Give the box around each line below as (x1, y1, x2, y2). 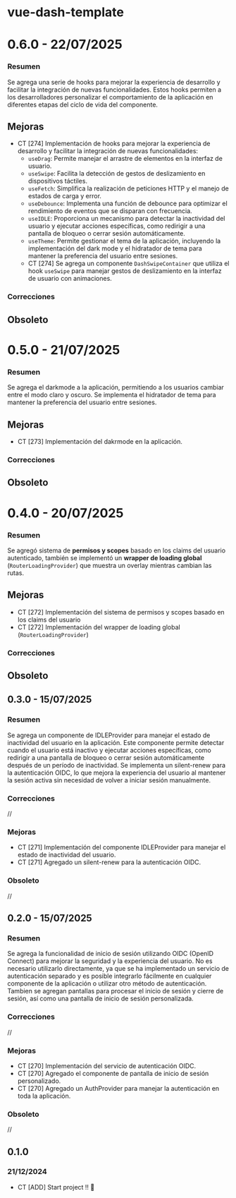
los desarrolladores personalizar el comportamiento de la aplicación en (7, 92, 213, 101)
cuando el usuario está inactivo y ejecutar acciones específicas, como (7, 746, 211, 754)
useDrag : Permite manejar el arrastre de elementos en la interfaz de (27, 155, 223, 163)
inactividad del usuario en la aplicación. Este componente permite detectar (7, 738, 225, 746)
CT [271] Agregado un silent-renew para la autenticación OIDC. (17, 858, 201, 866)
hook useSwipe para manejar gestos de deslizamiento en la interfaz (27, 267, 222, 275)
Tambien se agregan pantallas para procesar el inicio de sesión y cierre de (7, 987, 224, 996)
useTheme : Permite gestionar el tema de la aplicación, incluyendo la (27, 237, 221, 246)
